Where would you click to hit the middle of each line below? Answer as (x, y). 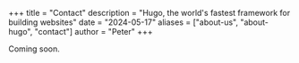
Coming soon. (34, 49)
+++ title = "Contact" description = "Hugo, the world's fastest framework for (149, 13)
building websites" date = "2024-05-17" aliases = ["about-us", (124, 22)
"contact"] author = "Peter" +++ (94, 31)
